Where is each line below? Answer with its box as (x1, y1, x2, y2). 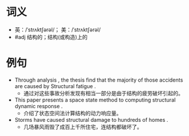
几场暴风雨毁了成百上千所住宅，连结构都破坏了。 (23, 123, 142, 130)
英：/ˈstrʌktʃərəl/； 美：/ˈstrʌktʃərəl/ (14, 26, 101, 33)
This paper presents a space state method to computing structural (14, 96, 176, 103)
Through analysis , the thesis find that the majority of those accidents (14, 76, 184, 83)
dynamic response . (14, 102, 63, 109)
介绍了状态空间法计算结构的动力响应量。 (23, 109, 122, 116)
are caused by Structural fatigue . (14, 82, 96, 89)
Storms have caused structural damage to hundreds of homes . (14, 116, 168, 123)
